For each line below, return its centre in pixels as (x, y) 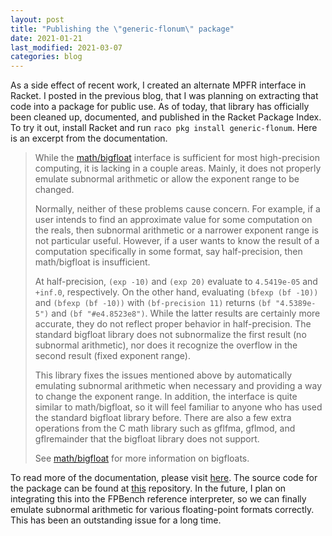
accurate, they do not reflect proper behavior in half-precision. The (173, 324)
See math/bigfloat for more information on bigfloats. (142, 458)
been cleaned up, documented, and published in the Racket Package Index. (166, 117)
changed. (54, 190)
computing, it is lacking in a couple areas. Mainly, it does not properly (178, 168)
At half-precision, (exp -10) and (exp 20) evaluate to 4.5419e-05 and (176, 282)
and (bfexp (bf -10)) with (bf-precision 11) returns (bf (153, 303)
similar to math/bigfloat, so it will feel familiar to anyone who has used (178, 407)
